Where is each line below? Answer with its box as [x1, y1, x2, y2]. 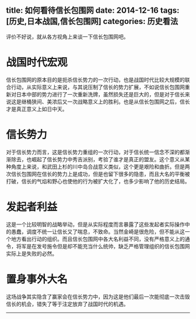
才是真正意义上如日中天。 [6, 105, 68, 112]
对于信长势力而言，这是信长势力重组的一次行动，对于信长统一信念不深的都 [6, 148, 185, 155]
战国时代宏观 [6, 56, 68, 69]
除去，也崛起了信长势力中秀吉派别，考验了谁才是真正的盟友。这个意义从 [10, 155, 185, 162]
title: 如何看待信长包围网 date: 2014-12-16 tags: [6, 5, 180, 16]
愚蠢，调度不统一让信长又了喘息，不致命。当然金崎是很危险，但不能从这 [10, 228, 185, 235]
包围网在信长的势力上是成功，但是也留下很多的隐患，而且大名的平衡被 [21, 170, 190, 177]
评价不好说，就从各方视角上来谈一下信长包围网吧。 [6, 33, 129, 40]
